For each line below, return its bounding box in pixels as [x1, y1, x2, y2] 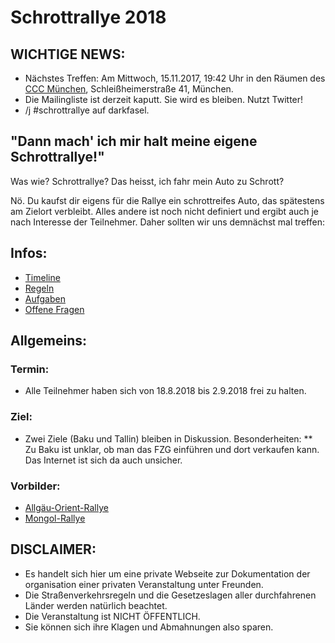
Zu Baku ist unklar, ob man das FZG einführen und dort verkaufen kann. [24, 443, 320, 455]
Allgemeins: [10, 332, 88, 350]
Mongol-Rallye [24, 512, 86, 524]
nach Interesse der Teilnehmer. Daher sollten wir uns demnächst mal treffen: [10, 216, 325, 228]
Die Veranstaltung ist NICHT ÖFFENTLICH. [24, 610, 201, 622]
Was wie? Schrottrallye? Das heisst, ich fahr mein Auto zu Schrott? [10, 175, 285, 187]
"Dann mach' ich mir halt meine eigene [10, 133, 258, 150]
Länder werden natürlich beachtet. [24, 599, 168, 611]
